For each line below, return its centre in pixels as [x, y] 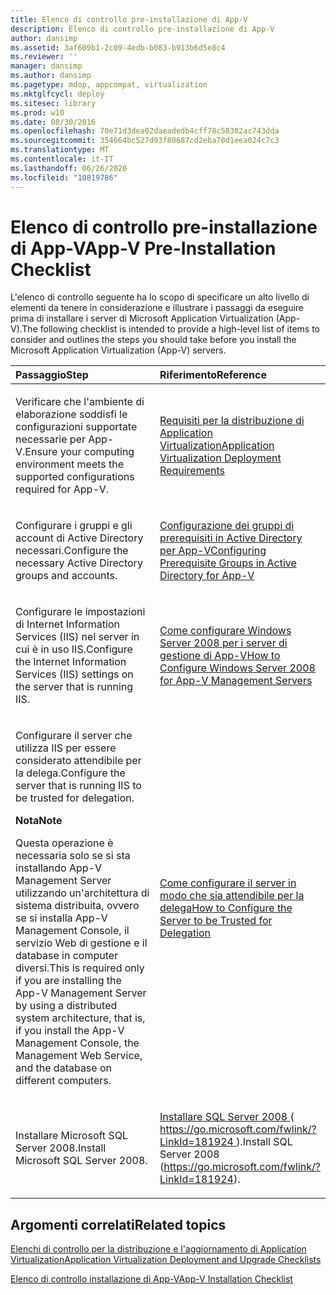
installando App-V [58, 868]
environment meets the [70, 464]
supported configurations [75, 477]
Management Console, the [77, 1043]
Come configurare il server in [228, 883]
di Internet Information [67, 624]
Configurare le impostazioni [80, 612]
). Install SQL [264, 1142]
